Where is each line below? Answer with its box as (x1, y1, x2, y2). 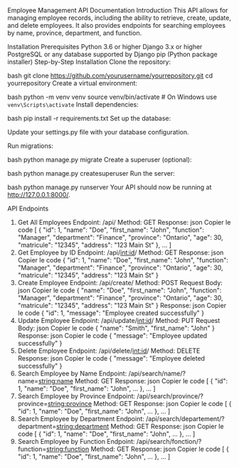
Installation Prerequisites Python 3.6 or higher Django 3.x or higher (7, 43, 203, 50)
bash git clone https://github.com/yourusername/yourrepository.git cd (7, 71, 213, 80)
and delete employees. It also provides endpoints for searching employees (7, 21, 226, 29)
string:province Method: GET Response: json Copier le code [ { (47, 400, 232, 408)
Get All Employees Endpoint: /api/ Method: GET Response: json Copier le (17, 218, 231, 226)
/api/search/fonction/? (136, 437, 202, 445)
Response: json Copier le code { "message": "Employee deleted (17, 354, 205, 362)
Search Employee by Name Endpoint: (17, 369, 127, 378)
